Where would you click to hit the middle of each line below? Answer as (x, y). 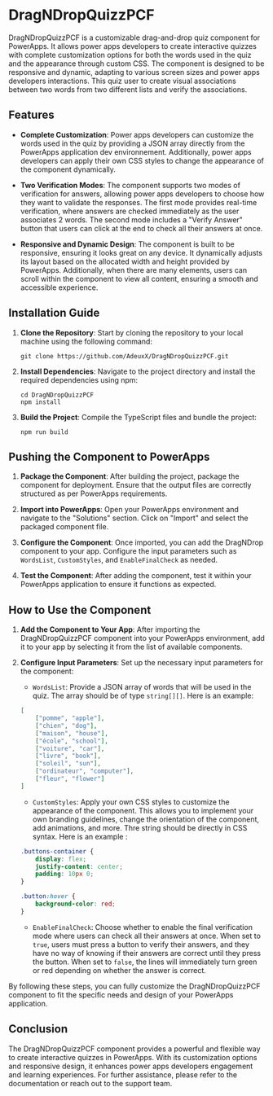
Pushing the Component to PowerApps (109, 456)
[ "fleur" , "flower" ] (70, 779)
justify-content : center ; (79, 866)
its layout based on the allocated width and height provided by (125, 261)
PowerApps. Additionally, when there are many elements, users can (133, 270)
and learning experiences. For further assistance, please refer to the (123, 1074)
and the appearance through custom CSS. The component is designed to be (136, 64)
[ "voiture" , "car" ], (70, 748)
